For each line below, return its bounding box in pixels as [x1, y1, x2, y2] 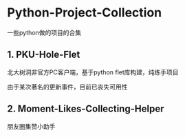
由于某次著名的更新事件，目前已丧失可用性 [7, 83, 128, 91]
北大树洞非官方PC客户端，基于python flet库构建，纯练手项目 [7, 67, 179, 76]
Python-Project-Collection [7, 5, 162, 21]
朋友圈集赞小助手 [7, 122, 56, 130]
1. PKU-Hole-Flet [7, 49, 80, 61]
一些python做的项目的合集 [7, 28, 81, 36]
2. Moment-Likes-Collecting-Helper [7, 103, 164, 115]
